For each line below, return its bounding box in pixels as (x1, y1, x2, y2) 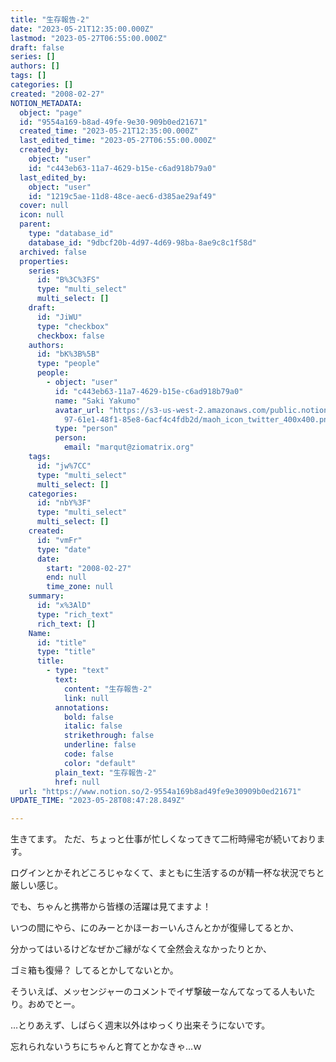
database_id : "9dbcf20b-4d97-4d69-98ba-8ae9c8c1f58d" (28, 237, 257, 248)
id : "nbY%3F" (36, 498, 92, 508)
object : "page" (19, 107, 83, 118)
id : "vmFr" (36, 535, 83, 545)
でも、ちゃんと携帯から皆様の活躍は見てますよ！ (10, 901, 212, 913)
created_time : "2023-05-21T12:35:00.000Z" (19, 126, 199, 136)
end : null (46, 572, 87, 583)
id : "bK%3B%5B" (36, 349, 101, 360)
